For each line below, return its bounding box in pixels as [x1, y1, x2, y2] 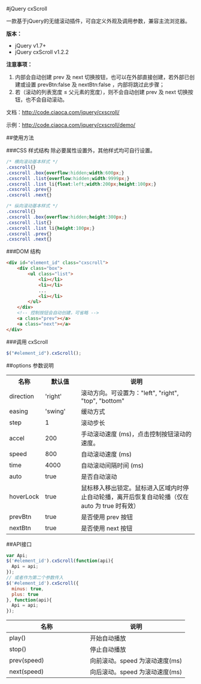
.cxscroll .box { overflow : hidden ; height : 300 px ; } [6, 214, 127, 220]
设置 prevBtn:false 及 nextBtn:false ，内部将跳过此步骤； [25, 81, 165, 88]
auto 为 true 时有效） [81, 501, 140, 510]
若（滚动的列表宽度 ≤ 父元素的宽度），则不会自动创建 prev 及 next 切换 [14, 89, 188, 95]
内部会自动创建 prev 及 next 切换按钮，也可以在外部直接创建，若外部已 [14, 74, 190, 80]
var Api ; [6, 552, 28, 558]
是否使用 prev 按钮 [81, 513, 133, 521]
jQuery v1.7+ [14, 42, 47, 49]
